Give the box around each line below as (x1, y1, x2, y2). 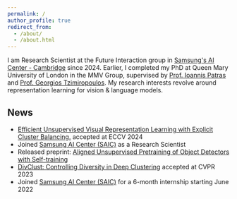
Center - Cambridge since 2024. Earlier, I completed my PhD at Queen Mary (7, 64, 229, 72)
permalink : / (7, 10, 46, 18)
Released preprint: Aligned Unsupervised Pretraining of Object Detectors (17, 147, 230, 156)
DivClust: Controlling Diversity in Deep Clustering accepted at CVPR (17, 162, 215, 171)
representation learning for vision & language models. (7, 86, 164, 95)
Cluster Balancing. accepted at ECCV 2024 (17, 132, 143, 141)
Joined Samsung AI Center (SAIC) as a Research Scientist (17, 140, 186, 148)
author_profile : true (7, 17, 71, 24)
